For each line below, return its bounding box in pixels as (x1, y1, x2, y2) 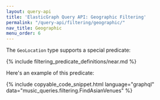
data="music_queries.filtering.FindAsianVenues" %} (6, 87, 133, 94)
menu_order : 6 (6, 31, 41, 36)
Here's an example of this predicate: (6, 69, 94, 76)
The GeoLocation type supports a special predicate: (6, 46, 131, 54)
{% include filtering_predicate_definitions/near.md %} (6, 58, 137, 65)
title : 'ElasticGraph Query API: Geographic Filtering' (6, 14, 146, 20)
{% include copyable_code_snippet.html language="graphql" (6, 81, 155, 88)
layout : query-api (6, 8, 51, 15)
